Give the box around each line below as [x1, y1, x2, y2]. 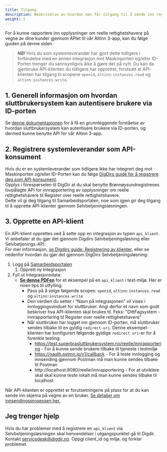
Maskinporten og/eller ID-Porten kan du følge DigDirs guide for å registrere [5, 171, 159, 177]
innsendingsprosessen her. [5, 397, 61, 403]
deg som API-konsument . [5, 177, 58, 182]
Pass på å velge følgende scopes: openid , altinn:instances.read [27, 287, 161, 293]
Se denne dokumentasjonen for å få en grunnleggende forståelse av [5, 120, 145, 126]
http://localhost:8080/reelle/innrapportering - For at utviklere [34, 366, 160, 373]
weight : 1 [5, 16, 26, 21]
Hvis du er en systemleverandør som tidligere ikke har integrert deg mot [5, 166, 153, 172]
